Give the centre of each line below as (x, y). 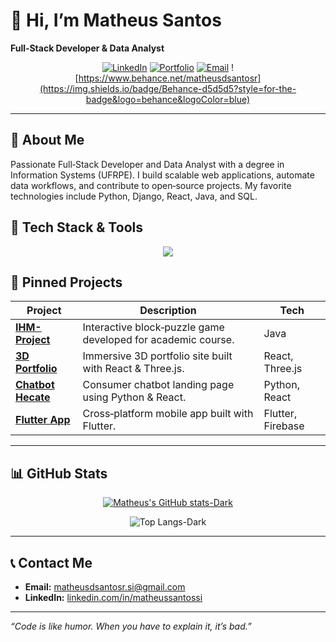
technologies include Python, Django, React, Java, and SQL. (134, 196)
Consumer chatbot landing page (158, 385)
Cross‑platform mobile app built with (168, 414)
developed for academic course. (158, 340)
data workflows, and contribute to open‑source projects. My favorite (151, 185)
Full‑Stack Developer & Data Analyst (87, 48)
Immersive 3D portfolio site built (157, 356)
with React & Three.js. (133, 369)
